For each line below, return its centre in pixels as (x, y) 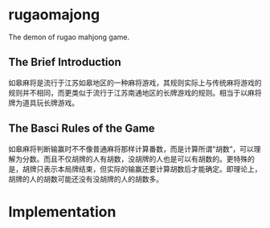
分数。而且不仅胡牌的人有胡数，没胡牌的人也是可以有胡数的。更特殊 (135, 159)
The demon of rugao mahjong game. (69, 37)
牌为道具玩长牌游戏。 (43, 103)
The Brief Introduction (65, 62)
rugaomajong (54, 15)
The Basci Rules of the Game (82, 129)
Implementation (62, 212)
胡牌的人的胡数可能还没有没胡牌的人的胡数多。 (86, 179)
